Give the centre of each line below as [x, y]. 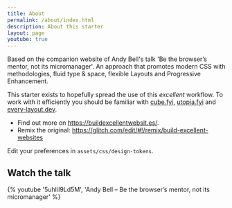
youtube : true [28, 40]
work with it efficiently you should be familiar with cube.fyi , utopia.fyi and [111, 102]
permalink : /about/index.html [51, 20]
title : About [26, 14]
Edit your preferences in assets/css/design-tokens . [80, 151]
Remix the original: [44, 130]
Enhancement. [28, 81]
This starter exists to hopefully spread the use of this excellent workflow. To [115, 95]
